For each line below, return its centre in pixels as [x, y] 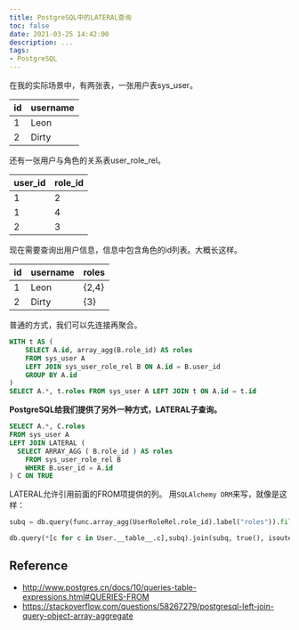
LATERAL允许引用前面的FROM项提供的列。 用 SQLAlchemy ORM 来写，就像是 [145, 494]
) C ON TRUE [31, 476]
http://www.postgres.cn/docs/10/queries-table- [109, 587]
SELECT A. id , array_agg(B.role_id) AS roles [109, 350]
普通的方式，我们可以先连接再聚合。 [76, 325]
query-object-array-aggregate [77, 616]
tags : [19, 51]
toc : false [29, 26]
